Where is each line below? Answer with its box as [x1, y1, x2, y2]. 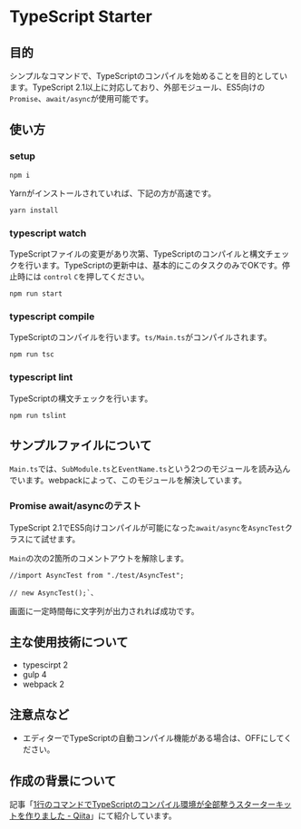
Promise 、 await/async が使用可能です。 [9, 93, 154, 103]
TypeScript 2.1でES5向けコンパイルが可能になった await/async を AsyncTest [9, 522, 286, 532]
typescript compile [9, 310, 95, 323]
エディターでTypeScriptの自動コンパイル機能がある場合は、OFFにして [22, 733, 285, 744]
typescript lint [9, 371, 73, 384]
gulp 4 [22, 668, 47, 679]
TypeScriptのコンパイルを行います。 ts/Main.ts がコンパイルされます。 [9, 332, 272, 343]
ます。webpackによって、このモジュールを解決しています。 [24, 474, 248, 486]
